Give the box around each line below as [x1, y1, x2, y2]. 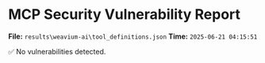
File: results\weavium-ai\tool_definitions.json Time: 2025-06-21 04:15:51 [8, 31, 258, 41]
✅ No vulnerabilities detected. [8, 46, 106, 56]
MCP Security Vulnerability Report [8, 6, 240, 24]
